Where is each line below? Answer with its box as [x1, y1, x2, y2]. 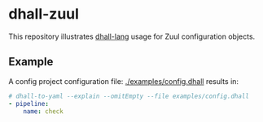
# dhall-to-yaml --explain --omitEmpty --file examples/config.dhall [8, 92, 250, 100]
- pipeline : [8, 99, 49, 107]
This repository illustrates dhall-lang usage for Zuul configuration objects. [8, 32, 256, 41]
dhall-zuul [8, 5, 80, 23]
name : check [23, 107, 64, 116]
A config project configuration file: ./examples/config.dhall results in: [8, 76, 239, 86]
